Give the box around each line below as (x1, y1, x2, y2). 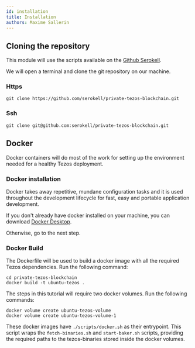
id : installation (6, 8, 49, 15)
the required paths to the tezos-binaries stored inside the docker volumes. (6, 336, 186, 343)
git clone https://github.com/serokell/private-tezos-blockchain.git (6, 96, 180, 102)
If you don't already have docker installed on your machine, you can (6, 212, 170, 219)
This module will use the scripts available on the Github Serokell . (6, 57, 162, 64)
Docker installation (6, 175, 61, 183)
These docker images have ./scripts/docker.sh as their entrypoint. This (6, 323, 182, 330)
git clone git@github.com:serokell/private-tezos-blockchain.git (6, 122, 169, 129)
